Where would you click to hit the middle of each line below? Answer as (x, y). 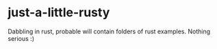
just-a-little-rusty (59, 13)
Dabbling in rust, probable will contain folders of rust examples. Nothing (109, 31)
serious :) (21, 38)
